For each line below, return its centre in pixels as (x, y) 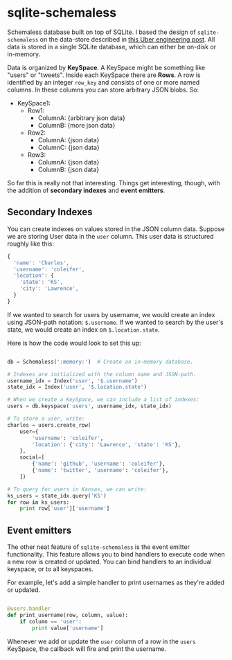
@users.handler (29, 609)
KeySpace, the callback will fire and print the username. (87, 649)
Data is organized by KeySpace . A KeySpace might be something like (106, 67)
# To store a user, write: (46, 418)
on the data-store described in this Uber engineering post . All (127, 39)
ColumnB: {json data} (69, 169)
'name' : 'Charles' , (42, 263)
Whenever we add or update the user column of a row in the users (101, 641)
